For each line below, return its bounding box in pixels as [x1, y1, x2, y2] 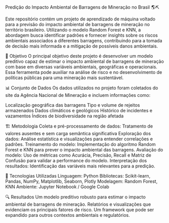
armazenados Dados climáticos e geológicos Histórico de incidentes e [5, 108, 153, 113]
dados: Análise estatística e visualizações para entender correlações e [5, 136, 153, 142]
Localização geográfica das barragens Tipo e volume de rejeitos [5, 102, 141, 108]
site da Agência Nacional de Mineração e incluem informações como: [5, 92, 151, 98]
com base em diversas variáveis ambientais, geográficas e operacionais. [5, 64, 157, 70]
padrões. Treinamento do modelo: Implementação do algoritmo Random [5, 141, 156, 147]
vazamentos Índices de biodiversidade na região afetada [5, 113, 124, 119]
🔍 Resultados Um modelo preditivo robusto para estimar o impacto [5, 194, 146, 200]
